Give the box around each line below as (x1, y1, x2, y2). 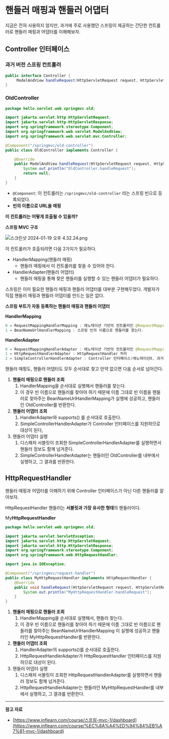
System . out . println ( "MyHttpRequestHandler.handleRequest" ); (23, 589, 152, 594)
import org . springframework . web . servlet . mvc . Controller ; (5, 133, 127, 139)
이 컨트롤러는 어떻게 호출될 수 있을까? (5, 213, 78, 219)
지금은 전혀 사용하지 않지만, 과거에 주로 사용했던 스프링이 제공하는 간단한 (5, 22, 147, 28)
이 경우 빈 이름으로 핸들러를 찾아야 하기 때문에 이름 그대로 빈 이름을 (20, 389, 152, 395)
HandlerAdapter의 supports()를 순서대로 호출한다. (20, 646, 120, 653)
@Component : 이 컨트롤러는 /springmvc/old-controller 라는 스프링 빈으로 (12, 190, 157, 196)
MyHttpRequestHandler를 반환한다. (29, 634, 102, 640)
